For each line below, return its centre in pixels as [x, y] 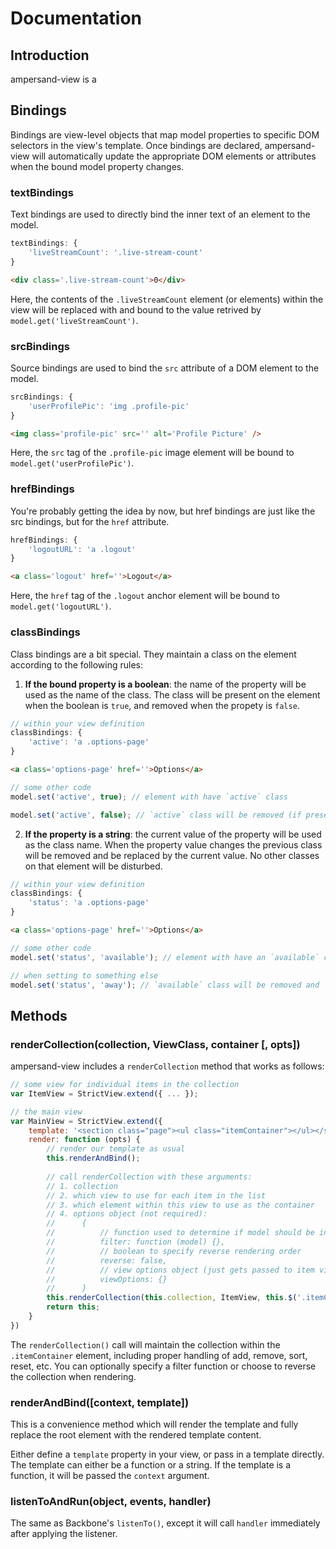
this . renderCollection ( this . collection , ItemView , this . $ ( [172, 1298]
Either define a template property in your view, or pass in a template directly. [167, 1454]
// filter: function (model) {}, [136, 1242]
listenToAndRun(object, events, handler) [111, 1502]
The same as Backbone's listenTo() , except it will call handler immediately [165, 1523]
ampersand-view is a [53, 79]
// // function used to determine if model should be [180, 1233]
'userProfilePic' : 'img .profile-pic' [109, 406]
